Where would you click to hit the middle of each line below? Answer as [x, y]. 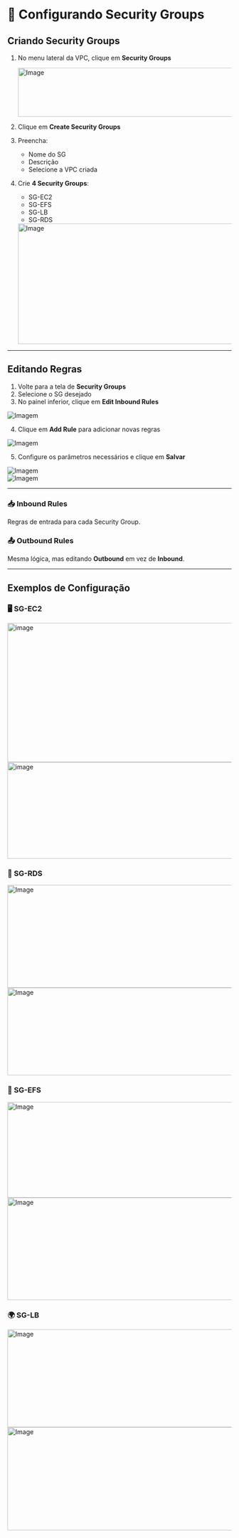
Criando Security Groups [64, 41]
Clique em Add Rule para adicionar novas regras [89, 429]
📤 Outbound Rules [41, 541]
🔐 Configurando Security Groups [106, 15]
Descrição [43, 162]
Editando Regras [45, 369]
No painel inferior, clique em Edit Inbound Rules [88, 401]
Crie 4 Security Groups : [53, 183]
